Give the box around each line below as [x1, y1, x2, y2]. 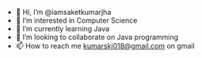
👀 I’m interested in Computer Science [15, 16, 138, 25]
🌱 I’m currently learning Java [15, 24, 110, 33]
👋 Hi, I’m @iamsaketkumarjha [15, 8, 112, 16]
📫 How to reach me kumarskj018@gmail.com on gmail [15, 42, 196, 50]
